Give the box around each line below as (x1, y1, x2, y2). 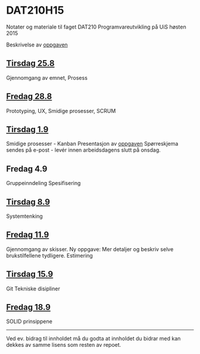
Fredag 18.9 (6, 302, 51, 312)
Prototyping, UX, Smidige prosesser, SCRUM (6, 107, 116, 114)
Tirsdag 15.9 (6, 269, 54, 280)
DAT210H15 (6, 4, 64, 17)
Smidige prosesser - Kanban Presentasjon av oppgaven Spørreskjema (6, 140, 179, 148)
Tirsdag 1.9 (6, 124, 49, 134)
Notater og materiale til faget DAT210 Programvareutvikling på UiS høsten (6, 23, 186, 30)
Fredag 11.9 (6, 230, 49, 240)
